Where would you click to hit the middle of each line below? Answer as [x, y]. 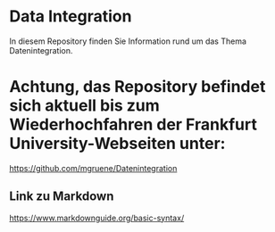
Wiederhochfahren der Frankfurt [133, 124]
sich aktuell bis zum [85, 106]
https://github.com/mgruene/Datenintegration [93, 168]
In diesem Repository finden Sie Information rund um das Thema [128, 41]
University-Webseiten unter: [117, 144]
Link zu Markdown [62, 197]
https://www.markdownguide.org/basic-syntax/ [97, 218]
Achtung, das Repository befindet [137, 87]
